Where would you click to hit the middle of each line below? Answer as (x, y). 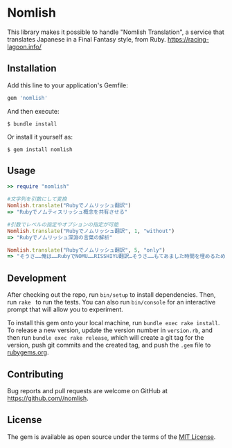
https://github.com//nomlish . (48, 398)
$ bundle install (32, 124)
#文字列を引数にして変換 (37, 199)
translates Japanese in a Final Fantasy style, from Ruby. (87, 39)
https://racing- (188, 39)
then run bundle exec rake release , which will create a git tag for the (106, 338)
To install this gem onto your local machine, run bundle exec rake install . (114, 323)
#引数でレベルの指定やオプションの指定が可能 (63, 224)
